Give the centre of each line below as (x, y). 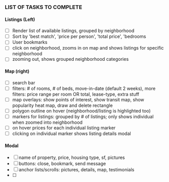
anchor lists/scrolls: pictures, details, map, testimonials (77, 170)
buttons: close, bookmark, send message (62, 164)
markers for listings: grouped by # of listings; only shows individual (83, 117)
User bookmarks (30, 42)
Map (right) (17, 71)
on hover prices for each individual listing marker (64, 128)
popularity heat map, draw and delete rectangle (62, 105)
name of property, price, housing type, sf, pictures (72, 157)
